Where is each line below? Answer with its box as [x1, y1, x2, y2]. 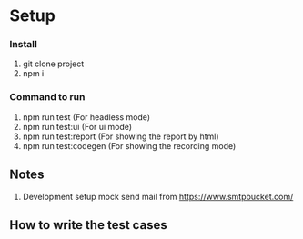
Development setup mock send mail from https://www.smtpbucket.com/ [22, 191, 294, 202]
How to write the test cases [9, 217, 168, 233]
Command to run [9, 91, 86, 104]
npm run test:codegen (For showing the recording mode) [22, 140, 237, 151]
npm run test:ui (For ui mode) [22, 121, 133, 132]
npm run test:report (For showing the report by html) [22, 131, 220, 142]
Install [9, 38, 38, 51]
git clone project [22, 58, 85, 69]
